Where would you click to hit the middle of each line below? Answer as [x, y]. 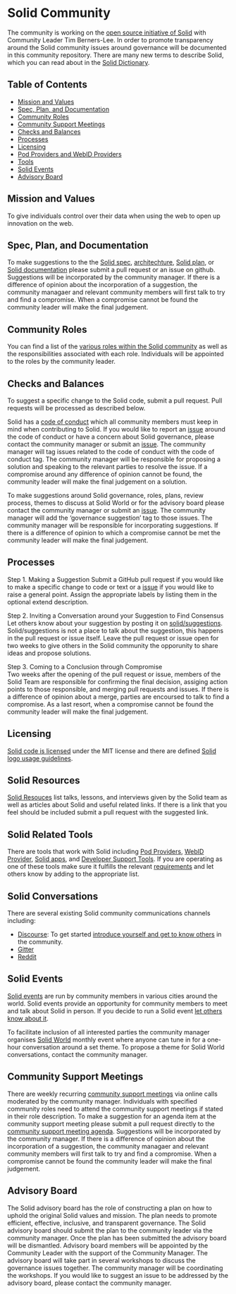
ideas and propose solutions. [49, 653]
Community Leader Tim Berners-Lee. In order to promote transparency [110, 39]
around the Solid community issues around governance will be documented [117, 47]
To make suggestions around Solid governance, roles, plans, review [106, 495]
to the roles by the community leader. [62, 362]
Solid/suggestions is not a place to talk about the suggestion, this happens [116, 630]
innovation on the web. [41, 223]
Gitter [26, 949]
